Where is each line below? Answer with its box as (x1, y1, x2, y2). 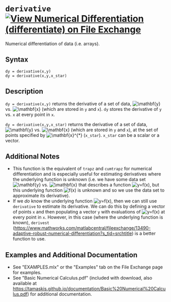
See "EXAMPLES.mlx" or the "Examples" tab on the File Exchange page (12, 264, 163, 270)
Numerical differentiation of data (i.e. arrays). (5, 40, 100, 47)
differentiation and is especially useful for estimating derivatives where (12, 171, 161, 177)
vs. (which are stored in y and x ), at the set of (34, 127, 159, 133)
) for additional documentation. (27, 291, 92, 297)
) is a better (131, 230, 156, 236)
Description (5, 87, 43, 96)
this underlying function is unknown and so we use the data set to (12, 187, 165, 193)
